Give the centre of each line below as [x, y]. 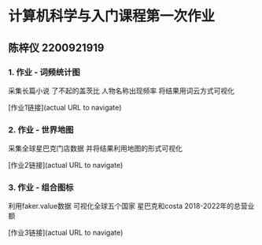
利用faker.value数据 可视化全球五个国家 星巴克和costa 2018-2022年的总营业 [131, 206]
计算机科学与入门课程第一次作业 [112, 16]
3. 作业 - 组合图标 [41, 187]
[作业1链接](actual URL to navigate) [65, 107]
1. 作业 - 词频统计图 [44, 72]
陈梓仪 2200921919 [56, 48]
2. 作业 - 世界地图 [41, 129]
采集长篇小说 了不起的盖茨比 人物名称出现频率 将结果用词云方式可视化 [121, 91]
